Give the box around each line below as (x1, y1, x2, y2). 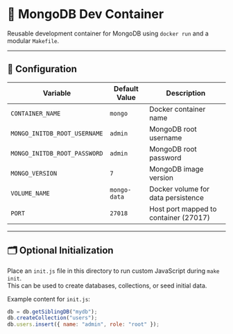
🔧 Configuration (7, 63, 78, 75)
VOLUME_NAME (10, 189, 51, 197)
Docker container (148, 104, 206, 114)
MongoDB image (148, 164, 204, 174)
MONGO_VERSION (10, 169, 58, 177)
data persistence (148, 192, 205, 202)
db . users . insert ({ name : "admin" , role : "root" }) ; (7, 321, 159, 328)
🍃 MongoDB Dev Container (7, 6, 164, 22)
